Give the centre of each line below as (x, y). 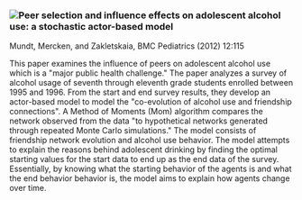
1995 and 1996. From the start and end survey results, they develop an (140, 92)
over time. (28, 188)
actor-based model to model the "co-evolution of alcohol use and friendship (151, 102)
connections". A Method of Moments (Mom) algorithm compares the (136, 112)
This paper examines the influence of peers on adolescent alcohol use (140, 64)
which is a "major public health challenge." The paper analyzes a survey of (148, 73)
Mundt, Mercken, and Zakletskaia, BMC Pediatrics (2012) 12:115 (127, 46)
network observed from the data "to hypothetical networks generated (139, 121)
